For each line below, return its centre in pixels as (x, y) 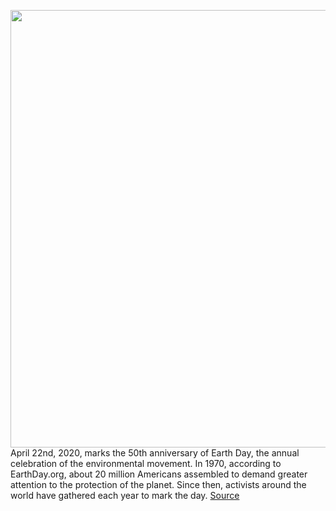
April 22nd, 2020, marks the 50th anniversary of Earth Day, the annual (155, 453)
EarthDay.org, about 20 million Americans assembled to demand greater (159, 474)
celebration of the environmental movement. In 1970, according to (146, 463)
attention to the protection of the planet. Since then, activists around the (158, 484)
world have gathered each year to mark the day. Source (125, 495)
